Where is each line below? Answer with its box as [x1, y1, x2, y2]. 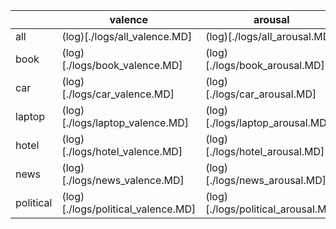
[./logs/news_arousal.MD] [205, 174, 327, 187]
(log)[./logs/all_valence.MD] [61, 30, 193, 43]
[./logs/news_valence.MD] [61, 174, 185, 187]
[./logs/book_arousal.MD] [205, 59, 325, 72]
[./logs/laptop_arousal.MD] [205, 116, 332, 129]
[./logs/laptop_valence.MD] [61, 116, 189, 129]
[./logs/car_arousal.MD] [205, 87, 317, 101]
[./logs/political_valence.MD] [61, 202, 197, 216]
